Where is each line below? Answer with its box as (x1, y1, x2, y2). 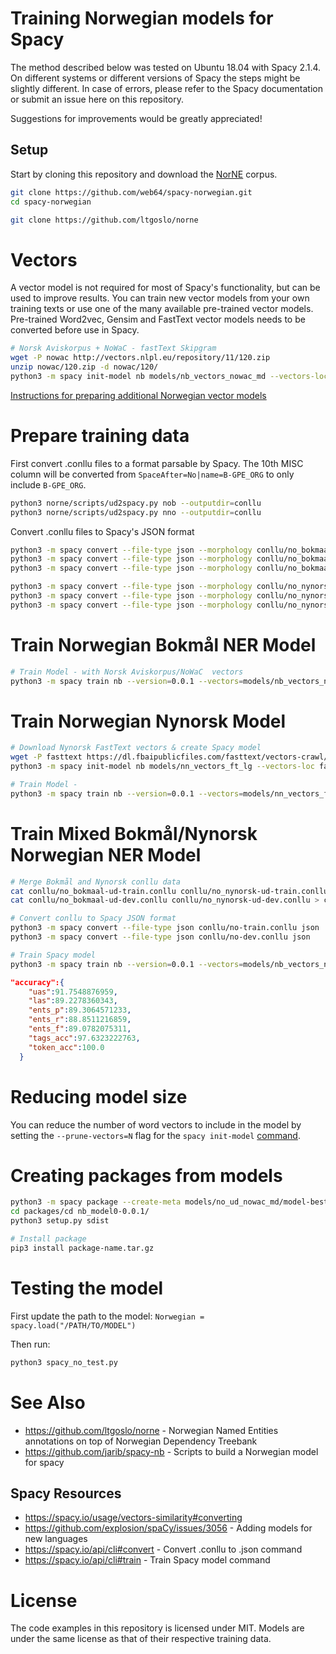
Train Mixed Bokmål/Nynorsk (10, 822, 258, 845)
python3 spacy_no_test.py (10, 1357, 118, 1367)
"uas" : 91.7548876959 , (28, 987, 118, 997)
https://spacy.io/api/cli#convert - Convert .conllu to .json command (24, 1543, 303, 1556)
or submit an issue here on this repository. (10, 93, 184, 105)
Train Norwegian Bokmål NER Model (10, 633, 317, 656)
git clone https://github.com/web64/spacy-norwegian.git (10, 187, 253, 197)
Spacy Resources (10, 1485, 122, 1502)
